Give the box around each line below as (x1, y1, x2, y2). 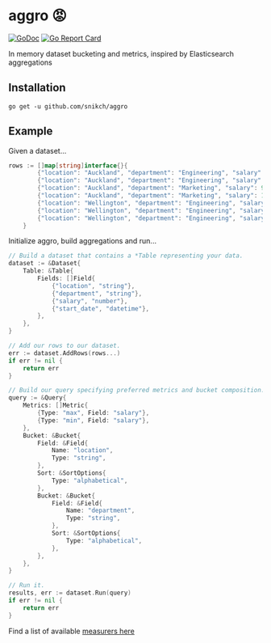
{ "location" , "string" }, (51, 281, 135, 290)
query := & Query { (8, 394, 67, 402)
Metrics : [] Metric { (23, 401, 89, 410)
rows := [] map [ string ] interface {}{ (8, 161, 128, 170)
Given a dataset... (8, 146, 67, 155)
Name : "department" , (65, 506, 135, 515)
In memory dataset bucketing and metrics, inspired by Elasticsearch (8, 49, 235, 58)
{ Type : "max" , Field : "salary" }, (37, 409, 150, 417)
